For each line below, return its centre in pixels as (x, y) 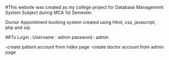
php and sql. (18, 27)
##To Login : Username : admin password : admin (57, 37)
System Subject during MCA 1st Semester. (49, 12)
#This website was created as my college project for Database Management (84, 7)
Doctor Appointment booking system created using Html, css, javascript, (81, 22)
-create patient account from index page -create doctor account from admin (84, 47)
